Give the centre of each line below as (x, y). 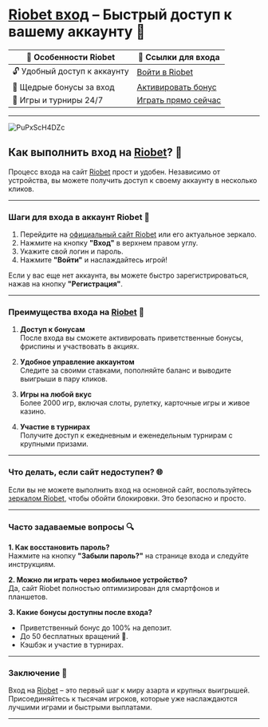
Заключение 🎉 (38, 673)
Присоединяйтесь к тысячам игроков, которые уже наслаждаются (123, 699)
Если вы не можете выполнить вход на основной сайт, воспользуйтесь (130, 489)
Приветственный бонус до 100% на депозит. (96, 627)
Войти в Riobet (165, 72)
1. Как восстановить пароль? (59, 547)
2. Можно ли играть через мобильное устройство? (98, 579)
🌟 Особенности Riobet (71, 57)
